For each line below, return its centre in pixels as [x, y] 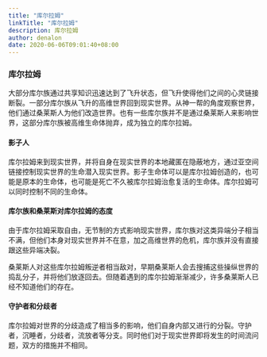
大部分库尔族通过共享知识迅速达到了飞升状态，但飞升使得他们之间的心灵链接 [133, 93]
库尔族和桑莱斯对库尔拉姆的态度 [60, 211]
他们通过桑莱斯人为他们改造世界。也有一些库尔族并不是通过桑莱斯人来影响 [130, 113]
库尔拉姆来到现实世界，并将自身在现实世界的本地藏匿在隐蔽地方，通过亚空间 [133, 161]
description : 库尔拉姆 [43, 30]
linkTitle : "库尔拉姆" [43, 23]
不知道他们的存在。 [46, 286]
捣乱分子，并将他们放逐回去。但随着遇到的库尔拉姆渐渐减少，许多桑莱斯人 [130, 276]
